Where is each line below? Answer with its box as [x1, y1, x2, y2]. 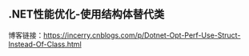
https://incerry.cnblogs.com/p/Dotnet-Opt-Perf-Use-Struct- [43, 30, 241, 40]
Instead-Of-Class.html [8, 39, 82, 49]
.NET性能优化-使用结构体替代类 [8, 7, 165, 22]
